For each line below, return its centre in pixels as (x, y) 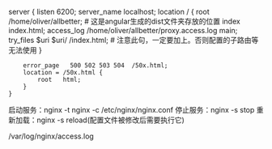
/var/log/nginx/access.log (51, 136)
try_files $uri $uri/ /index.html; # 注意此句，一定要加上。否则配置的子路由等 (134, 40)
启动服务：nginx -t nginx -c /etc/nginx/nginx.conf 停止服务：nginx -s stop (132, 110)
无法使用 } (25, 50)
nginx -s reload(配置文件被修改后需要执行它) (110, 120)
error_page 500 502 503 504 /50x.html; (96, 66)
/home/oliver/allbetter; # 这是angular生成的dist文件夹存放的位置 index (124, 21)
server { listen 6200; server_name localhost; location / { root (109, 12)
